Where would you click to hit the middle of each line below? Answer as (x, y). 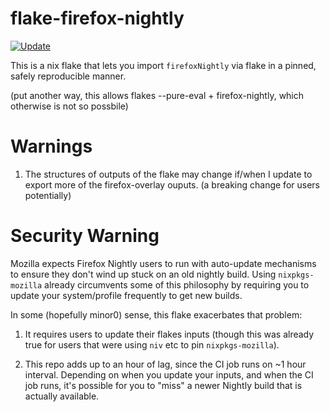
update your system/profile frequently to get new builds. (126, 295)
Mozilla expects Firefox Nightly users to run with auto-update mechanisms (163, 263)
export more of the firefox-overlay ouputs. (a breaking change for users (172, 184)
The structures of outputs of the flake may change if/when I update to (168, 174)
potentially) (48, 195)
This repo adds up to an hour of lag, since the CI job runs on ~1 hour (165, 364)
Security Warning (85, 236)
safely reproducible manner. (68, 76)
